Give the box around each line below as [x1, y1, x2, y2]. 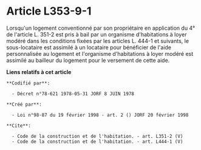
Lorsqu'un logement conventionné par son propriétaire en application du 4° [6, 24, 196, 32]
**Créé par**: [6, 101, 43, 107]
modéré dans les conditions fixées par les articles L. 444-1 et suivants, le [6, 37, 189, 44]
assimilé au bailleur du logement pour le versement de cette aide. [6, 56, 170, 64]
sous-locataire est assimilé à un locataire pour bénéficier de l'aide [6, 44, 172, 51]
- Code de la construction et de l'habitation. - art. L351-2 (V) [12, 133, 183, 139]
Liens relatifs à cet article [6, 68, 72, 75]
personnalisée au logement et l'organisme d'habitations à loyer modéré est [6, 50, 194, 57]
